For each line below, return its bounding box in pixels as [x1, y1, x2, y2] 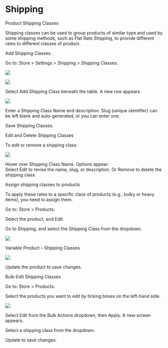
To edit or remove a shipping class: [5, 142, 78, 148]
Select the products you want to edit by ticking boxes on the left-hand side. [5, 293, 160, 299]
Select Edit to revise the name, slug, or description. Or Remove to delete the [5, 166, 162, 172]
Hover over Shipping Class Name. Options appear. [5, 161, 109, 167]
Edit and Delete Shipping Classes [5, 132, 74, 138]
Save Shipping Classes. [5, 122, 54, 128]
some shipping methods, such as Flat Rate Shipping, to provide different [5, 35, 154, 41]
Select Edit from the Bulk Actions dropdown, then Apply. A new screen [5, 312, 151, 318]
